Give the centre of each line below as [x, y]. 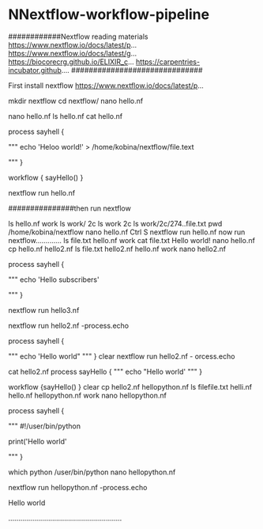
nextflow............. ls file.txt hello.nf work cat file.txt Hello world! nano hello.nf [131, 240]
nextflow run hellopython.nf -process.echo [78, 487]
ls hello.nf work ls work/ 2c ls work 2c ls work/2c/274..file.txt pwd [115, 223]
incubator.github [35, 70]
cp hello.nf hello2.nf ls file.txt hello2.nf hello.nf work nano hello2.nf [117, 249]
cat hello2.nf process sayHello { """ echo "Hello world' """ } [105, 371]
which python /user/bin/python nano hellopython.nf [92, 472]
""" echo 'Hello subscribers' [54, 280]
